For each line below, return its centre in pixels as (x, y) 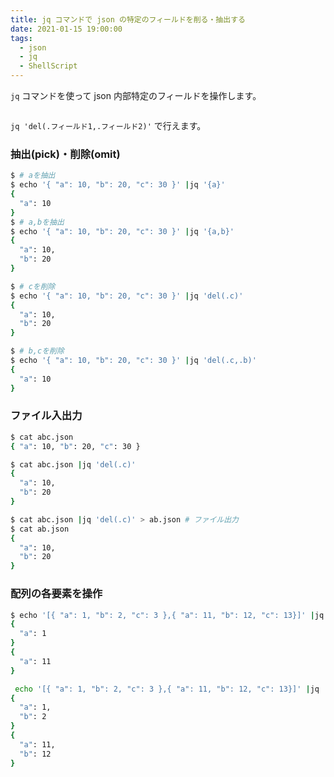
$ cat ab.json (40, 529)
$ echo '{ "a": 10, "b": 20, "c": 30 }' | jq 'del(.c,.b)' (133, 361)
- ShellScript (48, 66)
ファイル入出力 (46, 416)
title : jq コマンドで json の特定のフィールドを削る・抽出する (128, 19)
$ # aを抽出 (33, 176)
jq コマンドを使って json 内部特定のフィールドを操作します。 (136, 95)
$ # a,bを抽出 (37, 222)
